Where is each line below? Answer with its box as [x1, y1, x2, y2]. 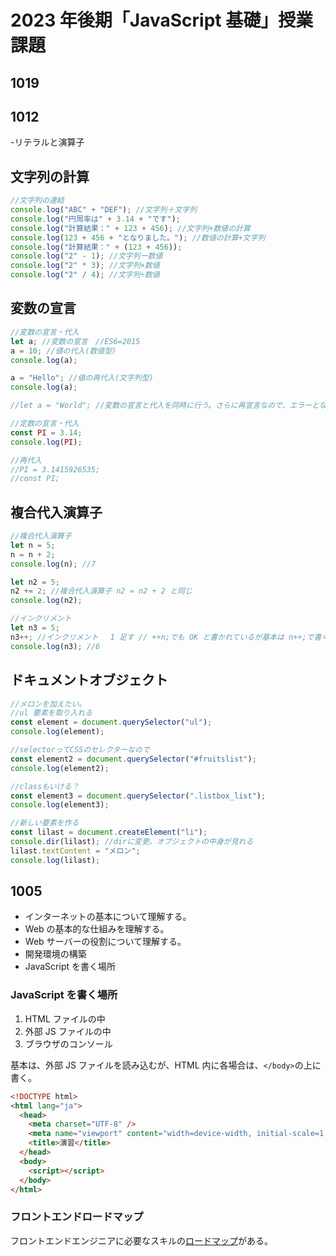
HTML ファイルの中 [24, 1012, 106, 1025]
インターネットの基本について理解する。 [24, 911, 192, 923]
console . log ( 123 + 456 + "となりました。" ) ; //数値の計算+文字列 [10, 232, 266, 243]
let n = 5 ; [10, 540, 56, 550]
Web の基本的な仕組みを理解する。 [24, 923, 170, 935]
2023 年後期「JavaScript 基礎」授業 [10, 9, 314, 32]
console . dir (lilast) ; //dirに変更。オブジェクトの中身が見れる [10, 837, 254, 847]
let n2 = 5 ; [10, 577, 60, 587]
